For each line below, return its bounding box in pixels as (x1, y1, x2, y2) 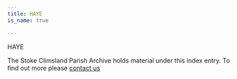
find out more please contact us (7, 63, 100, 72)
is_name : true (7, 17, 50, 24)
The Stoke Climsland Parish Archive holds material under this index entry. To (7, 56, 231, 64)
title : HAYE (7, 10, 42, 18)
